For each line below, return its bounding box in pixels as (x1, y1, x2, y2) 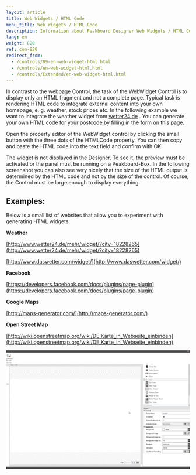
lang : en (6, 34, 27, 40)
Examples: (6, 196, 45, 206)
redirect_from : (6, 53, 43, 59)
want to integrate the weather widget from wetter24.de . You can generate (6, 113, 185, 120)
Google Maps (6, 299, 39, 306)
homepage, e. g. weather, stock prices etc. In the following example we (6, 107, 177, 114)
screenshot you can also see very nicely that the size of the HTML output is (6, 167, 188, 174)
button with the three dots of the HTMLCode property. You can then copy (6, 136, 183, 143)
